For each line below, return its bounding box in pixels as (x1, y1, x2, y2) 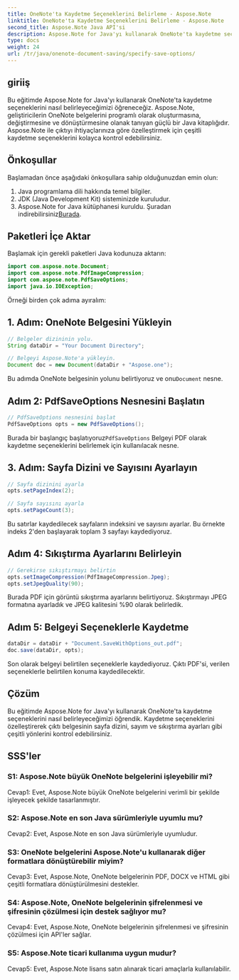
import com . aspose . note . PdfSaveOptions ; (7, 276, 129, 284)
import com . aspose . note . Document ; (7, 263, 110, 270)
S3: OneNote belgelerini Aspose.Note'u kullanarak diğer (7, 847, 206, 857)
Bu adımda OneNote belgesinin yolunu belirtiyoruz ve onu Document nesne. (7, 374, 223, 383)
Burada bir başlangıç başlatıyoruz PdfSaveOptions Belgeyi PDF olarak (7, 433, 208, 442)
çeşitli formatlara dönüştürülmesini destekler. (7, 880, 139, 889)
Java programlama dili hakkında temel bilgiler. (17, 187, 152, 195)
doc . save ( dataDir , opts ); (7, 647, 84, 654)
